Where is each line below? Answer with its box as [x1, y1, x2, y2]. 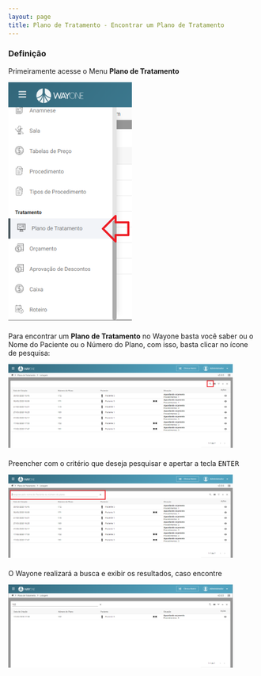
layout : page [8, 13, 51, 21]
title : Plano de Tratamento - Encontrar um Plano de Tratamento [8, 21, 225, 29]
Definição [8, 48, 47, 59]
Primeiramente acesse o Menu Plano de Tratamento [8, 66, 180, 75]
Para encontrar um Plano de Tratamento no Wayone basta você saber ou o [8, 331, 254, 341]
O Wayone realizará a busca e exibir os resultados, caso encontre [8, 569, 223, 579]
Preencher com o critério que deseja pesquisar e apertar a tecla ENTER [8, 458, 240, 468]
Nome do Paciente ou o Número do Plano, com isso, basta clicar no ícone [8, 339, 249, 349]
